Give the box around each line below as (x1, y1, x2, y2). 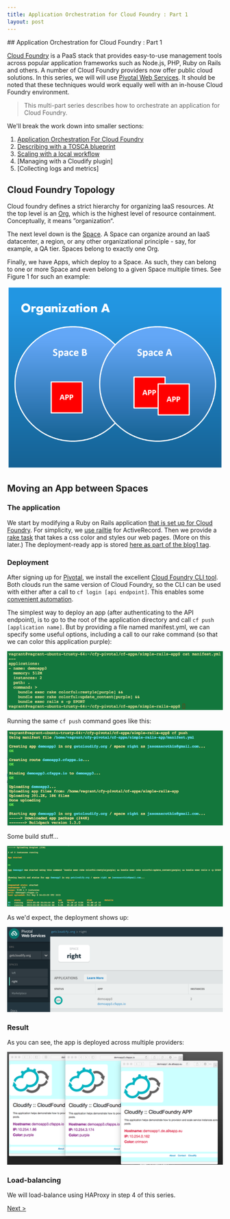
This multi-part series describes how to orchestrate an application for (23, 101, 220, 109)
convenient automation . (7, 595, 74, 603)
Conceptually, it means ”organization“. (7, 217, 114, 225)
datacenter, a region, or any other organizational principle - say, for (7, 237, 196, 246)
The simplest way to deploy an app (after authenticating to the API (7, 608, 194, 617)
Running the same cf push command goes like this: (7, 717, 152, 725)
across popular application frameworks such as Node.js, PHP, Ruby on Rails (7, 58, 221, 67)
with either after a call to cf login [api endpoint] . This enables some (7, 588, 204, 596)
